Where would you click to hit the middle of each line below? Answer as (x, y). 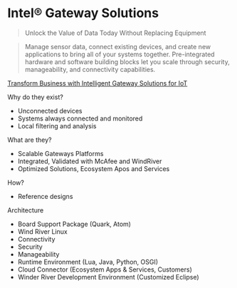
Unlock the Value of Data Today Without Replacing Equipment (115, 33)
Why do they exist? (36, 97)
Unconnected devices (50, 110)
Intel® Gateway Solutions (83, 13)
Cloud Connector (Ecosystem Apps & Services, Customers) (105, 269)
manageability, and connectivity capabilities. (90, 69)
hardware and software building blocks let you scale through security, (127, 61)
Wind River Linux (42, 231)
